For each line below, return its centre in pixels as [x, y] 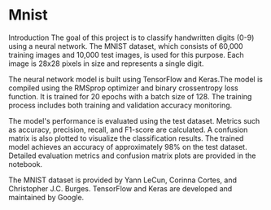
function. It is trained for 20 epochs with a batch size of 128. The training [130, 96]
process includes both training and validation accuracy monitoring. [120, 105]
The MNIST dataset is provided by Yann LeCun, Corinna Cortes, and [123, 180]
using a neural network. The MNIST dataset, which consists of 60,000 [126, 46]
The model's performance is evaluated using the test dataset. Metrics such [134, 120]
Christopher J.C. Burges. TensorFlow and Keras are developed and [120, 188]
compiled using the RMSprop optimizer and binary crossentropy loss [123, 88]
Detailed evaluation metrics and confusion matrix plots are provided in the [132, 155]
